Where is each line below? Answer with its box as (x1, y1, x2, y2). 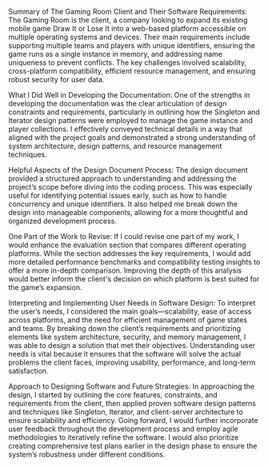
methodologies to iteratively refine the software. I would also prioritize (8, 433, 239, 442)
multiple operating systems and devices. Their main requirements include (8, 32, 250, 42)
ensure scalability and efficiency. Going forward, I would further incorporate (8, 416, 258, 425)
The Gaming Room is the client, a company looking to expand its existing (8, 15, 248, 25)
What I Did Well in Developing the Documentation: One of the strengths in (8, 90, 250, 99)
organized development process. (8, 216, 118, 226)
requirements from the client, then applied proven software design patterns (8, 399, 256, 408)
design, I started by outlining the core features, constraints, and (8, 390, 218, 399)
